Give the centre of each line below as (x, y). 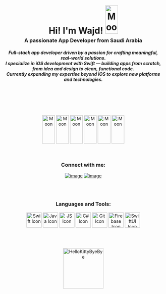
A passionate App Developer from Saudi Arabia (83, 40)
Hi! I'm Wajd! (76, 31)
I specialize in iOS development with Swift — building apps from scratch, (83, 63)
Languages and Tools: (83, 204)
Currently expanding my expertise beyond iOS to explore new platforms (83, 74)
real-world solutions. (83, 58)
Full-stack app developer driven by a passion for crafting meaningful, (83, 53)
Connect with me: (83, 165)
